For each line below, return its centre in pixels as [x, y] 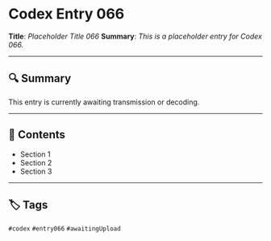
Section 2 [36, 162]
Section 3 [36, 171]
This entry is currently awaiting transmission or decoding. [104, 102]
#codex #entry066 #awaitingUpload [65, 229]
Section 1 [35, 154]
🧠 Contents [37, 135]
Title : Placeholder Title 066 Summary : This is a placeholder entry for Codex [135, 36]
